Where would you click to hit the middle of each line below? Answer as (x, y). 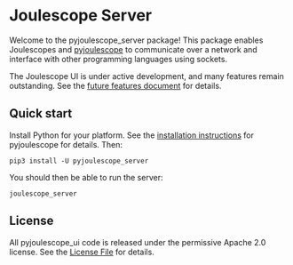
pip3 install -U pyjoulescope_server (79, 161)
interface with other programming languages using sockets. (119, 59)
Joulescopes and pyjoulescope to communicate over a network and (133, 49)
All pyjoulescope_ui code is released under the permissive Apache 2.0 (138, 242)
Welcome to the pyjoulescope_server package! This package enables (136, 40)
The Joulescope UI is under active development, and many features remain (146, 76)
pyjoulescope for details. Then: (66, 144)
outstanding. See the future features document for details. (115, 85)
